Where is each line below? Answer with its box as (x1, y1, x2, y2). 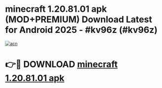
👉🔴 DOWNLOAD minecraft (5, 59, 118, 70)
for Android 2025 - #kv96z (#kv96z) (5, 25, 158, 35)
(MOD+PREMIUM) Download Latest (5, 14, 153, 25)
